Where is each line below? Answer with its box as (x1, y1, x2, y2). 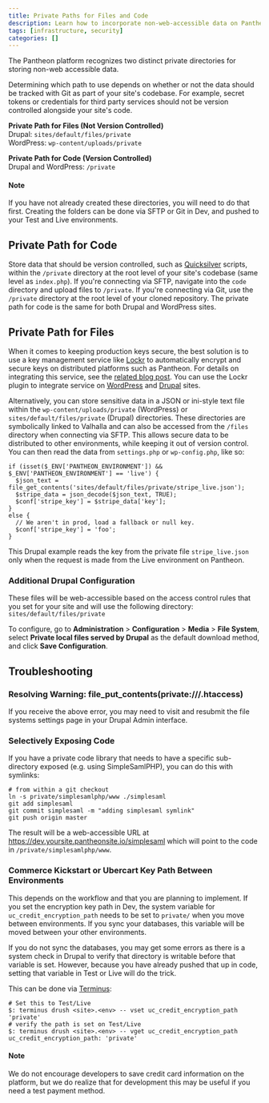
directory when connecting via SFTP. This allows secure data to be (8, 430, 230, 440)
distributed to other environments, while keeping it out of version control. (8, 439, 249, 448)
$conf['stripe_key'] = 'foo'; (15, 526, 116, 534)
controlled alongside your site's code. (8, 106, 133, 115)
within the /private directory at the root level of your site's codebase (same (8, 268, 259, 278)
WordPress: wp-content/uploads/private (8, 138, 143, 148)
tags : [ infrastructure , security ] (8, 26, 124, 34)
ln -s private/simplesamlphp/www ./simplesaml (8, 793, 167, 801)
